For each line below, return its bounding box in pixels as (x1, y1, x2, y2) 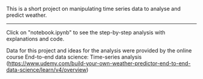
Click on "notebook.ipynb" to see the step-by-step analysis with (6, 29, 166, 36)
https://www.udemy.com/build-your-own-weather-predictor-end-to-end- (8, 60, 191, 67)
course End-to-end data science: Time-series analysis (6, 54, 142, 60)
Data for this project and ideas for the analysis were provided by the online (6, 47, 192, 54)
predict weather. (6, 11, 47, 19)
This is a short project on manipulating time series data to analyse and (6, 5, 181, 12)
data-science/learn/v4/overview (6, 66, 87, 73)
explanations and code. (6, 36, 65, 42)
